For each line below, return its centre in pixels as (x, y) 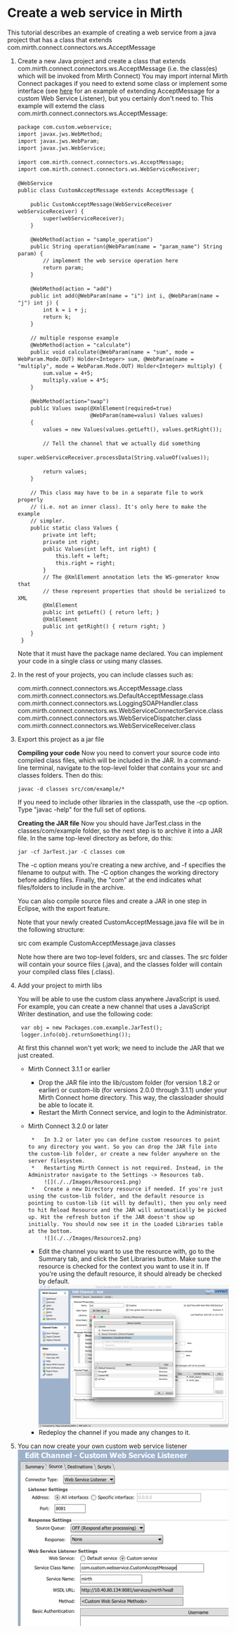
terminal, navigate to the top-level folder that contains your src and (126, 767)
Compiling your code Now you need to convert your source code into (118, 753)
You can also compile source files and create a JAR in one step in (112, 901)
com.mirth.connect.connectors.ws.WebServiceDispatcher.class (110, 718)
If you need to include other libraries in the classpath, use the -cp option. (123, 802)
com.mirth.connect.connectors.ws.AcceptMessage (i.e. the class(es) (117, 68)
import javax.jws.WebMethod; (60, 134)
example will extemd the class (61, 105)
